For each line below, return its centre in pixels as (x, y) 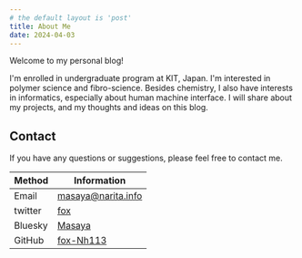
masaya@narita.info (100, 196)
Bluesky (31, 226)
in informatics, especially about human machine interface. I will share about (151, 98)
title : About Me (40, 26)
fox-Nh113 (82, 241)
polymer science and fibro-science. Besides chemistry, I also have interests (151, 88)
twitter (28, 211)
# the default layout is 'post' (70, 18)
